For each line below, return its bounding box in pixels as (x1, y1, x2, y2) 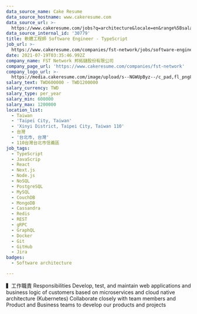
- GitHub (11, 243, 33, 250)
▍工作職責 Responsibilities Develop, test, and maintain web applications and (6, 282, 192, 289)
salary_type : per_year (6, 91, 62, 96)
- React (11, 162, 30, 168)
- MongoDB (11, 200, 35, 206)
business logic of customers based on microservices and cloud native (6, 289, 175, 296)
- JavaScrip (11, 156, 41, 162)
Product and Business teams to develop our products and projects (6, 301, 166, 308)
